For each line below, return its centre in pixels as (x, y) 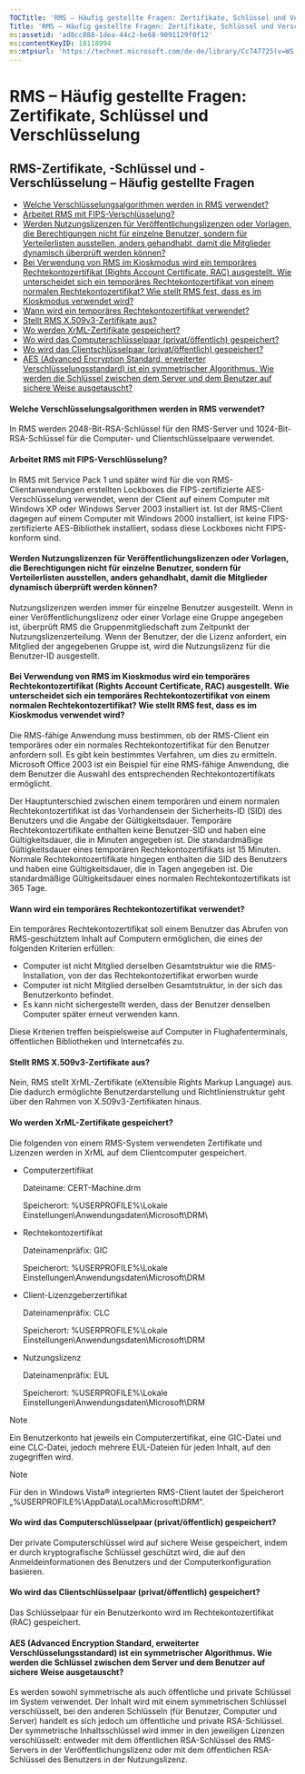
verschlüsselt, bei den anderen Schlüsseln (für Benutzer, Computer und (143, 1711)
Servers (24, 1750)
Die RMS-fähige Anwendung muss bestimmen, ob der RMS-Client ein (139, 735)
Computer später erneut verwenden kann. (101, 1015)
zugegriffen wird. (42, 1457)
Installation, (44, 976)
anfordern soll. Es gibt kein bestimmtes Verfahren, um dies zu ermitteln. (143, 754)
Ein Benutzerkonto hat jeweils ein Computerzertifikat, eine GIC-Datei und (145, 1437)
